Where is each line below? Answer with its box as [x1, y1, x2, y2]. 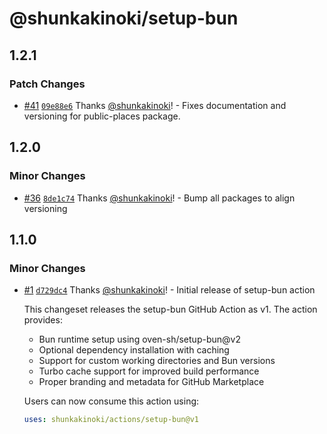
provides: [23, 314, 63, 326]
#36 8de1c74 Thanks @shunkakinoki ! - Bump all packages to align [23, 192, 296, 204]
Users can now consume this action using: [23, 395, 200, 407]
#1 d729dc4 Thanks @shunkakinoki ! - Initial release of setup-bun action [23, 284, 316, 296]
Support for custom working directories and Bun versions [38, 355, 276, 367]
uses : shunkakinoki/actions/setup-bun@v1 [23, 415, 200, 425]
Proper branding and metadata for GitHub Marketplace [38, 376, 265, 388]
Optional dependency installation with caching [38, 344, 230, 356]
